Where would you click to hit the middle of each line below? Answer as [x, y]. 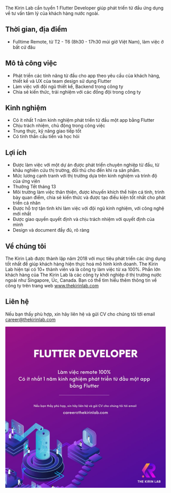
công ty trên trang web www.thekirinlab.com [52, 286]
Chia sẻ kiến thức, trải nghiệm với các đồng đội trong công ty [77, 92]
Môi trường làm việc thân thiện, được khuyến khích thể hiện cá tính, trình [88, 192]
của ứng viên [26, 181]
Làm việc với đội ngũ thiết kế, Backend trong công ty [68, 86]
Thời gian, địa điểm [36, 29]
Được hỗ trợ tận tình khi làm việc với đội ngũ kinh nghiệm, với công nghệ [88, 208]
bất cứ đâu [24, 47]
